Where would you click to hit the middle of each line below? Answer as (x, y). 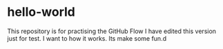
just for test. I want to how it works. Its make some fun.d (87, 38)
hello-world (41, 12)
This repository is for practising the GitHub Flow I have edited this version (111, 31)
